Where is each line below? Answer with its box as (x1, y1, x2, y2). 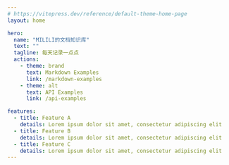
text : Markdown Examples (25, 68, 99, 76)
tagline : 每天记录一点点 (13, 49, 80, 56)
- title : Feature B (13, 128, 71, 135)
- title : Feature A (13, 114, 71, 122)
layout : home (7, 17, 46, 24)
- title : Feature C (13, 140, 71, 148)
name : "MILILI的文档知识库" (13, 36, 89, 43)
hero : (7, 30, 23, 37)
